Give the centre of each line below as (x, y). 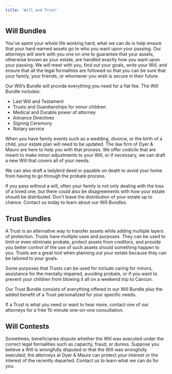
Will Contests (27, 326)
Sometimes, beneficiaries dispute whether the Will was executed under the (85, 339)
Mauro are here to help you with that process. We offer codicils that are (81, 150)
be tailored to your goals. (32, 258)
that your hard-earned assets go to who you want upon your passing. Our (83, 49)
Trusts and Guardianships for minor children (59, 107)
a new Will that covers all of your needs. (48, 161)
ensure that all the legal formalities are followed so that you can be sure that (85, 70)
